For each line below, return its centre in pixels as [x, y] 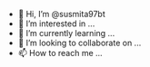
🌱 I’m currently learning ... [66, 33]
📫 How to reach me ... [60, 53]
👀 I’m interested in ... [56, 24]
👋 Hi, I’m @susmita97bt [62, 14]
